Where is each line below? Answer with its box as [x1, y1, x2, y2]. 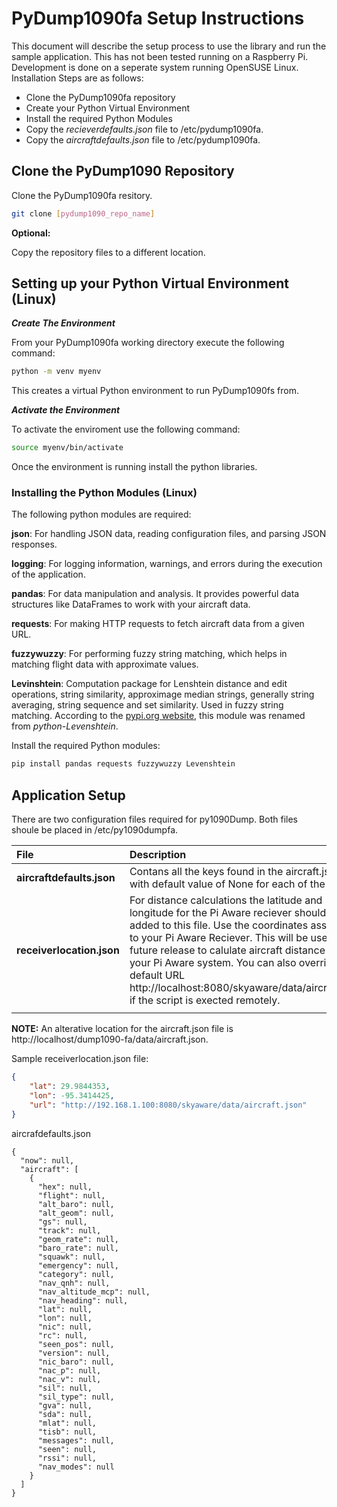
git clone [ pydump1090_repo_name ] [11, 208, 156, 219]
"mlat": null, [37, 1418, 98, 1428]
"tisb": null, [37, 1427, 98, 1437]
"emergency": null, [37, 1260, 119, 1271]
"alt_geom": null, [37, 1208, 115, 1218]
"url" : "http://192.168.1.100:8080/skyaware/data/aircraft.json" [29, 1100, 308, 1110]
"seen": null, [37, 1444, 98, 1454]
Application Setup [11, 787, 126, 804]
